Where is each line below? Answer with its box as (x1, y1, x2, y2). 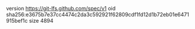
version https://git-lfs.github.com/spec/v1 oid (6, 5, 116, 12)
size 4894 (29, 17, 54, 24)
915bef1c (6, 17, 28, 24)
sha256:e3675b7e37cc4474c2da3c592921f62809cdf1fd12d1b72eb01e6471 (6, 11, 190, 18)
